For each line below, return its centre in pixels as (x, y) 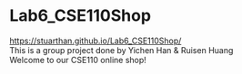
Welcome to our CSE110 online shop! (78, 60)
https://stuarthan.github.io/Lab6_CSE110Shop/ (96, 41)
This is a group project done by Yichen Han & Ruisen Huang (121, 50)
